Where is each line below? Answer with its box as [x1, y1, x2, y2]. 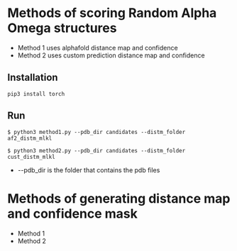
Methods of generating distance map [7, 190, 231, 206]
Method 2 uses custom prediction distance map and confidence [17, 51, 205, 60]
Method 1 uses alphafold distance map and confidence [17, 43, 179, 52]
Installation [7, 72, 58, 84]
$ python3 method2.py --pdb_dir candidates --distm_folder [7, 147, 186, 154]
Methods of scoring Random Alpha [7, 5, 217, 21]
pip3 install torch [7, 90, 65, 97]
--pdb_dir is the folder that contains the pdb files [17, 165, 160, 174]
